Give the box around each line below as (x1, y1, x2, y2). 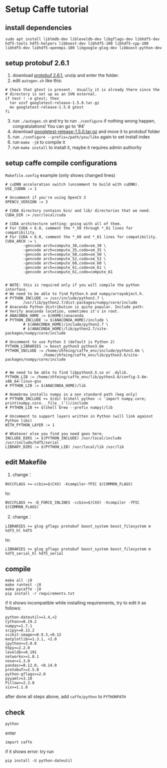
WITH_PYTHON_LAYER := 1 (5, 422, 55, 427)
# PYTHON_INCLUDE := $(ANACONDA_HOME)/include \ (5, 317, 108, 322)
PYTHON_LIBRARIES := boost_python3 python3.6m (5, 343, 104, 348)
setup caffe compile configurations (5, 159, 117, 167)
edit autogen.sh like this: (12, 77, 62, 83)
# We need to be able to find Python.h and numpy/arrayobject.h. (5, 291, 144, 296)
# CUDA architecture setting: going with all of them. (5, 221, 122, 226)
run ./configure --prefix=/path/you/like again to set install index (12, 133, 150, 139)
